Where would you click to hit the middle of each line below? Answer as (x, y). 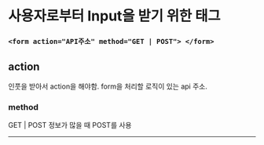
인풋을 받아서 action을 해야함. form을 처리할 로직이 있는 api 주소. (108, 86)
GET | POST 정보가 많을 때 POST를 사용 (70, 125)
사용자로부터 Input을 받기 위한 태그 (115, 16)
